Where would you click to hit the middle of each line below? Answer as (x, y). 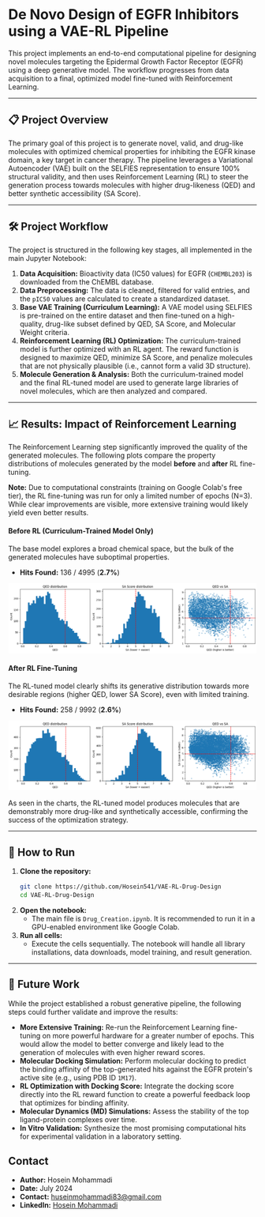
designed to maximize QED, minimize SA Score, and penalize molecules (136, 357)
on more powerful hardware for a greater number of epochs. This (148, 1035)
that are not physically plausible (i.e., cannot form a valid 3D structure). (135, 366)
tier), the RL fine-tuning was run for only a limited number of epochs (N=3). (130, 496)
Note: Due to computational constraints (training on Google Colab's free (125, 488)
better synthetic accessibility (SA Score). (75, 193)
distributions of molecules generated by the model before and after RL (123, 464)
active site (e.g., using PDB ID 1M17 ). (78, 1077)
